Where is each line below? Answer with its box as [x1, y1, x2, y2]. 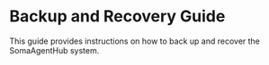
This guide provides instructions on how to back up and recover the [9, 36, 261, 46]
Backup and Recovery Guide [9, 6, 226, 27]
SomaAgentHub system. [9, 45, 100, 55]
